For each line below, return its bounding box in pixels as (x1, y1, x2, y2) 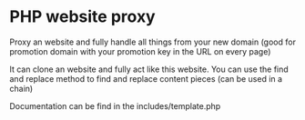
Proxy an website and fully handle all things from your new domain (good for (9, 36, 296, 47)
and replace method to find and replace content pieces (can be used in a (9, 73, 283, 84)
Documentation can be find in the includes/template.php (9, 100, 221, 111)
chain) (9, 83, 34, 94)
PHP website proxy (9, 6, 157, 27)
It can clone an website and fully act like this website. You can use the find (9, 64, 289, 75)
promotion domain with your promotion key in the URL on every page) (9, 45, 271, 56)
